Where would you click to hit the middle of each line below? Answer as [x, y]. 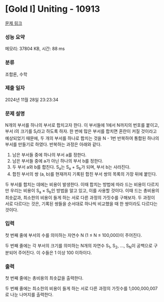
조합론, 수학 [16, 74]
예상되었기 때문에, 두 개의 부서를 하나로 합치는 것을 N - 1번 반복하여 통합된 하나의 [82, 138]
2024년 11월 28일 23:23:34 [32, 99]
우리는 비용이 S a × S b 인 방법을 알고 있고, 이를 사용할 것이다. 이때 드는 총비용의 [85, 191]
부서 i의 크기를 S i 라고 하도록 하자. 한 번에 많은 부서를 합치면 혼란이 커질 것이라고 [81, 132]
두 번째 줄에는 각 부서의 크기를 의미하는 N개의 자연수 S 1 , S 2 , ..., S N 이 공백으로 [79, 246]
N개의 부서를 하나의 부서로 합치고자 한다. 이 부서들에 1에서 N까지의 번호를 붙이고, [82, 125]
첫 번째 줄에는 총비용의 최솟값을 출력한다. [44, 278]
